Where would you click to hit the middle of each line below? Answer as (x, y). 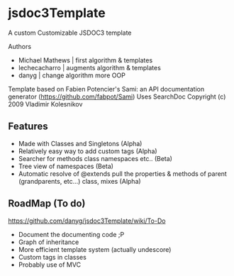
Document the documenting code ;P (71, 234)
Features (28, 127)
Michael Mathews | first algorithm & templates (85, 60)
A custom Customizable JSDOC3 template (70, 33)
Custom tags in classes (52, 257)
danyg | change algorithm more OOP (72, 75)
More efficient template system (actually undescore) (95, 249)
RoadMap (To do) (47, 204)
